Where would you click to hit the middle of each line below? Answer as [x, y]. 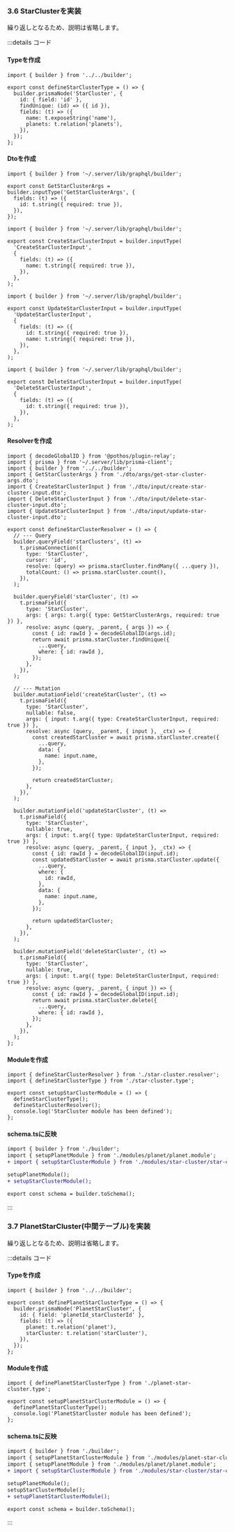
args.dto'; [23, 480]
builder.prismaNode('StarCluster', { [68, 93]
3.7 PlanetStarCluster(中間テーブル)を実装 [79, 1227]
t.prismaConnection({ [51, 548]
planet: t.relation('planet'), [71, 1327]
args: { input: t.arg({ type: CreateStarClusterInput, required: [122, 719]
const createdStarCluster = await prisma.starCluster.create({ [126, 737]
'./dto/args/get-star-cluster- [162, 474]
